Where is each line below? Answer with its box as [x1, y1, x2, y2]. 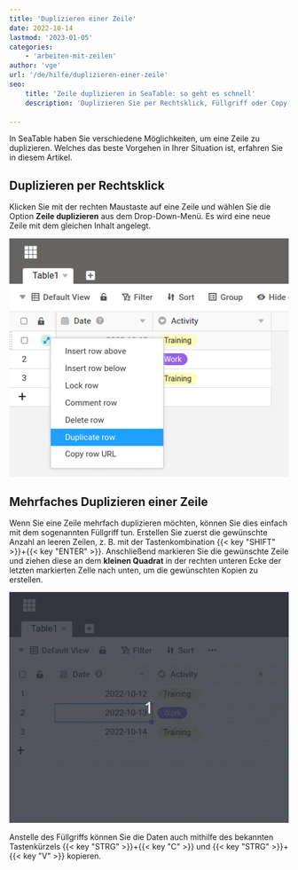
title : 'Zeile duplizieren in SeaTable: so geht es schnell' [25, 89, 255, 98]
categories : [9, 43, 53, 51]
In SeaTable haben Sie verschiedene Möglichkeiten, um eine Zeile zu [9, 133, 260, 144]
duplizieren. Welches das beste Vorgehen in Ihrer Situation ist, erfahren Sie [9, 143, 284, 154]
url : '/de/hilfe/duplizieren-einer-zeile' [9, 71, 169, 80]
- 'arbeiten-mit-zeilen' [25, 51, 117, 61]
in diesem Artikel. [9, 152, 73, 163]
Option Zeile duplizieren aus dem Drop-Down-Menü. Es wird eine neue [9, 211, 271, 222]
